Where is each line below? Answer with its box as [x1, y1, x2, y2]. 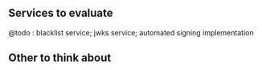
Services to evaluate [8, 6, 114, 20]
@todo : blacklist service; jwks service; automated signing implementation [8, 27, 255, 37]
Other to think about [8, 51, 112, 65]
